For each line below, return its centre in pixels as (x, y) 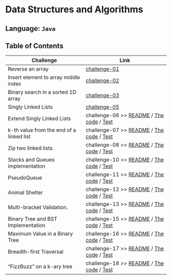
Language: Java (30, 29)
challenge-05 (102, 107)
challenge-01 (102, 69)
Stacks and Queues (31, 160)
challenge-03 (102, 95)
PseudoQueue (25, 178)
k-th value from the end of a (42, 130)
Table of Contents (35, 46)
